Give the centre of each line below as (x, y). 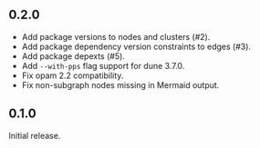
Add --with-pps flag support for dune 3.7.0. (103, 65)
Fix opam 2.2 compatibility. (73, 75)
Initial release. (35, 135)
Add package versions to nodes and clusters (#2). (116, 36)
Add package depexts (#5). (73, 56)
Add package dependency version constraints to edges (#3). (136, 46)
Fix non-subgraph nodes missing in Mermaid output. (120, 84)
